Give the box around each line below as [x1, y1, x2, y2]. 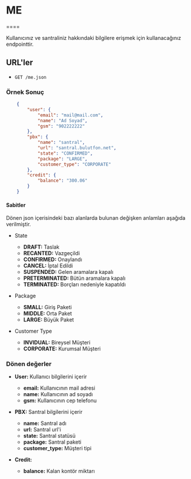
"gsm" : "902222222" [37, 123, 85, 129]
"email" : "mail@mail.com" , [37, 112, 104, 118]
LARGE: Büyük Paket [23, 316, 74, 323]
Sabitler [6, 201, 26, 209]
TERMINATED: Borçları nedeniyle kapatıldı [23, 281, 126, 288]
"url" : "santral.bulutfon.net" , [37, 145, 117, 151]
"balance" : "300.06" [37, 177, 88, 184]
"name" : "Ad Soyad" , [37, 118, 88, 123]
